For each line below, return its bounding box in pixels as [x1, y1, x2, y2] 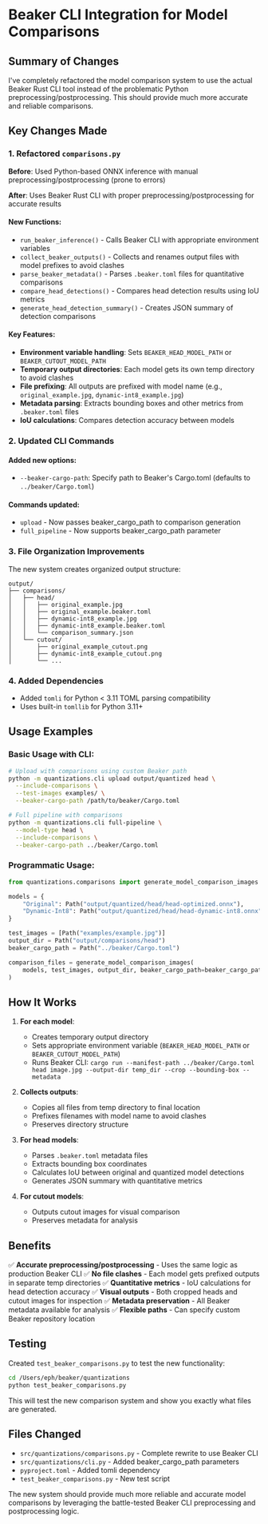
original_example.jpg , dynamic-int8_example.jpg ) [19, 390, 184, 400]
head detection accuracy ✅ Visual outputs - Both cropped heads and [8, 1287, 238, 1296]
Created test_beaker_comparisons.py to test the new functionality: [8, 1358, 226, 1368]
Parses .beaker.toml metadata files [31, 1151, 148, 1160]
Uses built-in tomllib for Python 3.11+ [19, 702, 144, 712]
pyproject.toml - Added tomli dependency [19, 1466, 160, 1475]
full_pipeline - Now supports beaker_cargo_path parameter [19, 526, 221, 536]
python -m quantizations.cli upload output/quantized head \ [8, 774, 216, 783]
